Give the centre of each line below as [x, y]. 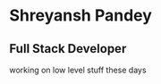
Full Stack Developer [68, 49]
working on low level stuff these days [78, 70]
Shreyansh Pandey [80, 16]
